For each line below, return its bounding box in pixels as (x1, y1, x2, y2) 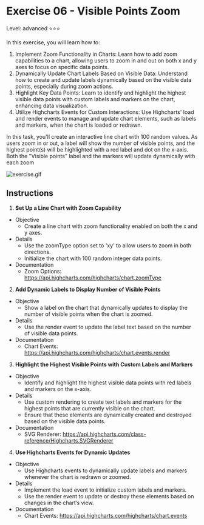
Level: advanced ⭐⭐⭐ (6, 24, 61, 32)
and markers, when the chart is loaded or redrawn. (15, 121, 143, 129)
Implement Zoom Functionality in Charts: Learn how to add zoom (15, 50, 178, 58)
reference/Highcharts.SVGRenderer (24, 436, 114, 444)
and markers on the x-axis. (24, 385, 92, 392)
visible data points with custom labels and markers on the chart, (15, 95, 175, 102)
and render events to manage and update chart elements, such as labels (15, 115, 196, 122)
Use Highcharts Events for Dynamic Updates (15, 449, 131, 456)
